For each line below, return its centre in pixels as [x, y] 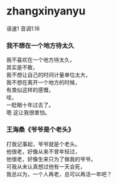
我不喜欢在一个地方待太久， [41, 60]
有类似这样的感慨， [30, 90]
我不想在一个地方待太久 [40, 45]
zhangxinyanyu [46, 11]
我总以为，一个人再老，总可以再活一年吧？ [59, 174]
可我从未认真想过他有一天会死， [46, 166]
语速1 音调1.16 [23, 28]
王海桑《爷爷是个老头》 [40, 129]
